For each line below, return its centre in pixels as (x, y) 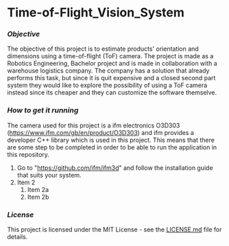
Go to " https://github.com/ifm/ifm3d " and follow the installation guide (115, 168)
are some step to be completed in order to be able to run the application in (112, 147)
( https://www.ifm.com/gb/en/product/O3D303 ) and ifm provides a (100, 132)
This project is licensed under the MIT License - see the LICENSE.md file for (114, 230)
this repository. (28, 154)
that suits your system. (49, 175)
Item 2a (38, 189)
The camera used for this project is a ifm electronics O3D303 (94, 125)
